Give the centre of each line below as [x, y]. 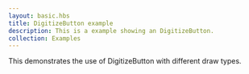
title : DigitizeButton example [61, 23]
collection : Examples [45, 38]
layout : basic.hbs [39, 16]
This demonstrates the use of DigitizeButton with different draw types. [125, 61]
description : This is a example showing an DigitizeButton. [112, 31]
